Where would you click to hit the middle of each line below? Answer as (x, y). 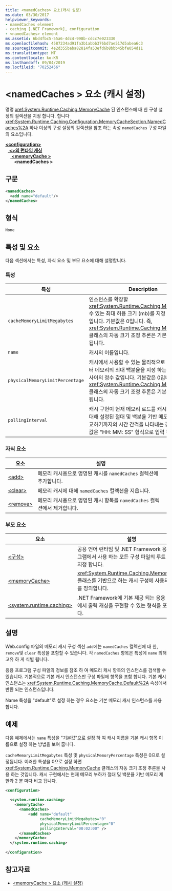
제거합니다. (66, 508)
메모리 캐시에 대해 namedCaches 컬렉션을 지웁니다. (94, 490)
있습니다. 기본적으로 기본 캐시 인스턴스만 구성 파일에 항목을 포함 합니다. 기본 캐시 (86, 676)
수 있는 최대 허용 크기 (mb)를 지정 (127, 313)
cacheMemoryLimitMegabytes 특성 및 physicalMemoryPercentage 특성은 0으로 (83, 755)
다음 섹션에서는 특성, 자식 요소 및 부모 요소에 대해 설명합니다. (66, 261)
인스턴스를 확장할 (109, 300)
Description (143, 289)
